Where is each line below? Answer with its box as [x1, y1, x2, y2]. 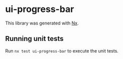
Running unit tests [5, 34, 64, 43]
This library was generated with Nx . [5, 20, 79, 26]
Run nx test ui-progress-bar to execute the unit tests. [5, 47, 119, 53]
